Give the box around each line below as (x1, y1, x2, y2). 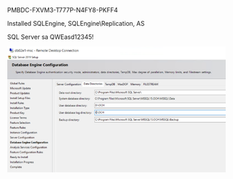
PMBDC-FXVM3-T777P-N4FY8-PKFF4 (7, 6, 119, 14)
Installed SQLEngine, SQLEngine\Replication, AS (7, 19, 145, 27)
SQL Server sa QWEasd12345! (7, 33, 94, 41)
